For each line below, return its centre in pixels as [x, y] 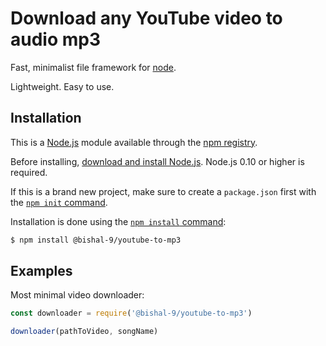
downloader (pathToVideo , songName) [84, 332]
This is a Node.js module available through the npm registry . [134, 142]
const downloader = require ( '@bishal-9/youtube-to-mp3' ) [131, 313]
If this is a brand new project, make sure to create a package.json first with [163, 191]
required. [29, 172]
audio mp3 [56, 39]
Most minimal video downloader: [77, 295]
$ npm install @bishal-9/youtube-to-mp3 [96, 240]
